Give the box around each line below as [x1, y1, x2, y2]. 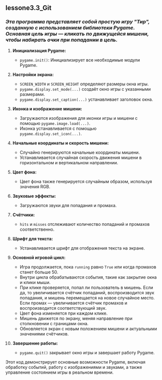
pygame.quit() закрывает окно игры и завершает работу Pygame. [19, 349, 155, 355]
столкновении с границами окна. [19, 320, 89, 326]
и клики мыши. [19, 279, 51, 285]
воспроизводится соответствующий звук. [19, 305, 107, 311]
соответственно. [19, 226, 55, 232]
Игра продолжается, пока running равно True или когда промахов [19, 264, 157, 269]
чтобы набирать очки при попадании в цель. [5, 36, 118, 43]
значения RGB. [19, 184, 50, 190]
